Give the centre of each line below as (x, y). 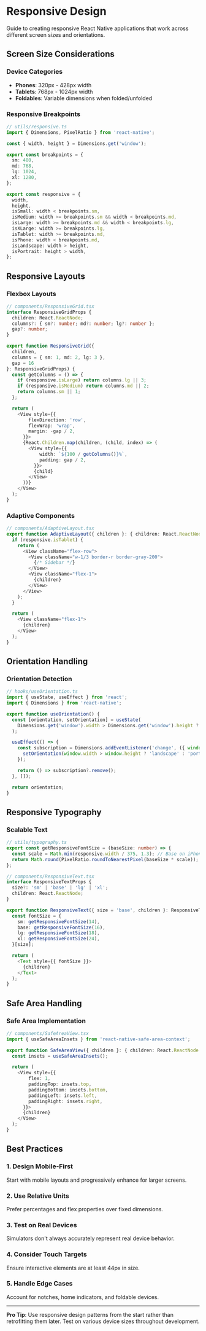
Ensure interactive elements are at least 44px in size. (73, 1268)
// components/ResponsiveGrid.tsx (51, 306)
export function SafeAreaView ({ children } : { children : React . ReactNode (103, 1050)
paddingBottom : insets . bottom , (68, 1090)
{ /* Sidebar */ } (54, 563)
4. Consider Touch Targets (47, 1254)
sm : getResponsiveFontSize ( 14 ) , (59, 922)
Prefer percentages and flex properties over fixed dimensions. (85, 1209)
